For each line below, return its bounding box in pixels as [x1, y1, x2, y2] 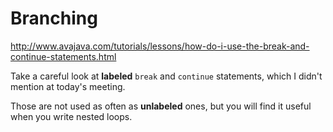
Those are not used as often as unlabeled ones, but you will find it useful [10, 100, 312, 112]
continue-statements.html [10, 50, 117, 62]
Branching [10, 7, 98, 30]
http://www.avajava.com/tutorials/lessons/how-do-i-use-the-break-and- [10, 40, 310, 52]
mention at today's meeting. [10, 80, 126, 92]
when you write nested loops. [10, 110, 133, 122]
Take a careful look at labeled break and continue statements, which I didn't [10, 70, 323, 82]
